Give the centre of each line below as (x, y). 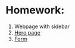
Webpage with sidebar (42, 26)
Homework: (35, 10)
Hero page (27, 32)
